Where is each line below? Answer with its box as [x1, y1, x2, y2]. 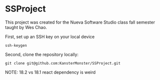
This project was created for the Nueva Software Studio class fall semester [5, 19, 155, 25]
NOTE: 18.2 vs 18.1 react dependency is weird [5, 69, 96, 75]
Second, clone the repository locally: [5, 52, 79, 57]
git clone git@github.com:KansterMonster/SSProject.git [5, 61, 121, 66]
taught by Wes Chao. [5, 24, 47, 30]
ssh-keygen [5, 43, 27, 48]
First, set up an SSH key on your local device [5, 34, 95, 40]
